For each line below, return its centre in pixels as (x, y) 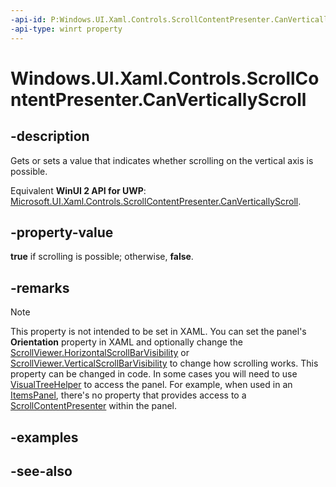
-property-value (62, 232)
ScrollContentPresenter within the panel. (94, 406)
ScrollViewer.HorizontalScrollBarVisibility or (100, 353)
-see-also (41, 471)
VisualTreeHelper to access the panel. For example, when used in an (151, 385)
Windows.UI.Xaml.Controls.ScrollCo (165, 78)
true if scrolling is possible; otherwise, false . (102, 257)
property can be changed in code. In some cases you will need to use (154, 374)
